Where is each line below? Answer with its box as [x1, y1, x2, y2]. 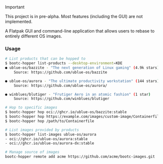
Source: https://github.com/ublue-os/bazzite [14, 70, 108, 75]
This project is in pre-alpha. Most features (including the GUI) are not [5, 14, 143, 19]
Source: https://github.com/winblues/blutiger [14, 97, 110, 101]
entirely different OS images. [5, 33, 62, 39]
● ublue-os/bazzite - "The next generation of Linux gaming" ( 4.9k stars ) [5, 66, 160, 70]
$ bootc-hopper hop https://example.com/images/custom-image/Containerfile [5, 114, 162, 119]
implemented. [5, 19, 33, 24]
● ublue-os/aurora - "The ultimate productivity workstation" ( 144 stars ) [5, 79, 160, 83]
